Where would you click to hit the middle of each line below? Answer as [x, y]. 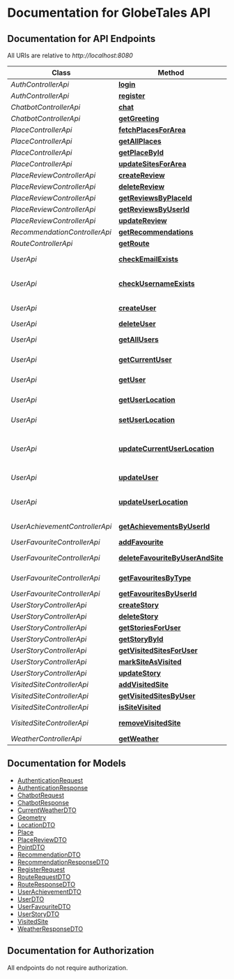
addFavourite [141, 542]
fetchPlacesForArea [152, 130]
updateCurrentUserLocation [166, 449]
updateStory [140, 673]
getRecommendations [156, 232]
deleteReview [141, 187]
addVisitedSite [143, 684]
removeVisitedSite [149, 723]
